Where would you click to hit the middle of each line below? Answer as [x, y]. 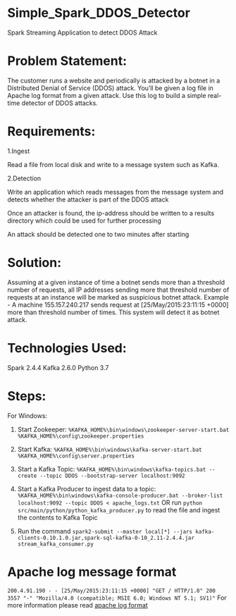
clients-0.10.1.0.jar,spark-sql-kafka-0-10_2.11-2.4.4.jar [106, 538]
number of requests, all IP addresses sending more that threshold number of [118, 290]
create [27, 476]
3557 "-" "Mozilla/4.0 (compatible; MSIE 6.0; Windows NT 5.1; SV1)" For [117, 598]
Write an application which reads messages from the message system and [116, 192]
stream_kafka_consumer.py [55, 544]
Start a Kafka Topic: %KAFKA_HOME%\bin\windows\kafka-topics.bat [112, 469]
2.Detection [24, 178]
